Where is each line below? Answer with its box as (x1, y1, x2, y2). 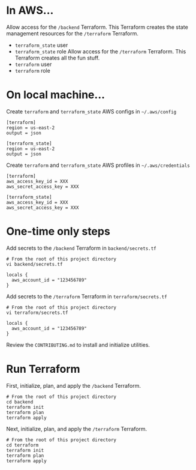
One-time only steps (6, 224, 111, 238)
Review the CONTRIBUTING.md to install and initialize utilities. (6, 341, 150, 348)
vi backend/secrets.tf (6, 261, 63, 267)
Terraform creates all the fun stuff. (14, 54, 100, 61)
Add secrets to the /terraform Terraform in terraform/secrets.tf (6, 292, 167, 300)
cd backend (6, 399, 34, 405)
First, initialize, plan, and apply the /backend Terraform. (6, 382, 141, 389)
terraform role (14, 67, 51, 74)
